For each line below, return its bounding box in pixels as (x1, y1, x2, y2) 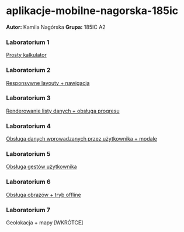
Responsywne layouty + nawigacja (6, 79, 90, 86)
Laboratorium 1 (6, 38, 50, 46)
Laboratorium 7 (6, 206, 51, 214)
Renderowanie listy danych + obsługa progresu (6, 107, 120, 114)
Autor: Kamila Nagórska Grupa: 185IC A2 (6, 23, 106, 30)
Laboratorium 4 (6, 122, 51, 130)
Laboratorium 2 (6, 66, 51, 74)
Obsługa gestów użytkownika (6, 163, 77, 170)
